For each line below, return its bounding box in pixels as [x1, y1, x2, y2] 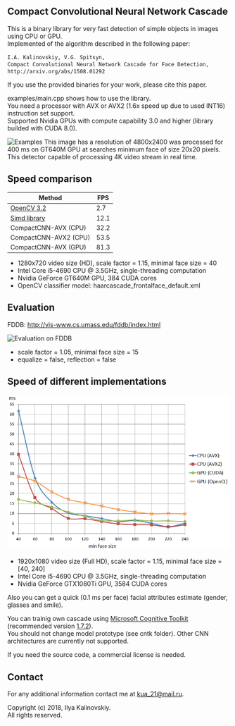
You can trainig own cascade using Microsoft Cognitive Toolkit [7, 615, 189, 623]
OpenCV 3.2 [10, 204, 47, 212]
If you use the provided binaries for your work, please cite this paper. [7, 80, 208, 89]
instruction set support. [7, 109, 75, 117]
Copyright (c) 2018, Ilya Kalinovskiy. [7, 703, 111, 712]
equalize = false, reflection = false [17, 355, 117, 364]
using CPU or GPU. [7, 32, 63, 40]
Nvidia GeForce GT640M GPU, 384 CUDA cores [17, 273, 157, 282]
